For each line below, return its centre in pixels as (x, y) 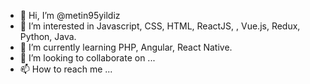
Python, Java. (48, 36)
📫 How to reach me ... (66, 69)
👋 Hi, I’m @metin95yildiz (70, 15)
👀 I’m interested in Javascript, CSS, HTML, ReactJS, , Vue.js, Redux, (160, 26)
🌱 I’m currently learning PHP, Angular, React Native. (126, 47)
